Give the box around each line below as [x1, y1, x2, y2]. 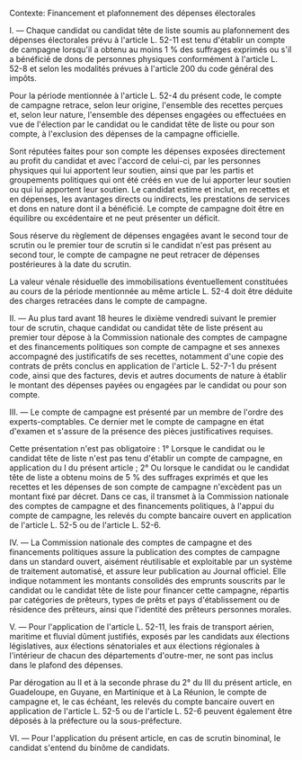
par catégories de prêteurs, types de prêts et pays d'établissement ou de [9, 595, 280, 605]
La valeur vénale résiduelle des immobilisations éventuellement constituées [9, 276, 289, 287]
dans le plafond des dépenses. [9, 660, 124, 670]
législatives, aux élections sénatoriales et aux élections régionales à [9, 640, 261, 651]
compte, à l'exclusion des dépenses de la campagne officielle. [9, 129, 240, 139]
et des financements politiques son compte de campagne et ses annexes [9, 342, 280, 352]
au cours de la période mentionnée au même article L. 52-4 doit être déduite [9, 286, 293, 296]
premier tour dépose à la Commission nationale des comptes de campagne [9, 332, 288, 343]
